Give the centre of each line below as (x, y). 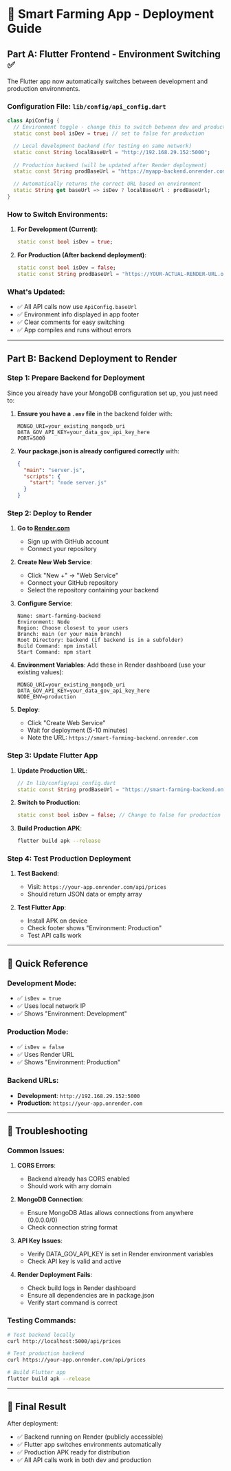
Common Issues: (36, 1150)
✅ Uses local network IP (51, 1006)
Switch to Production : (48, 803)
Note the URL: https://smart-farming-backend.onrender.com (113, 738)
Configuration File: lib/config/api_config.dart (87, 106)
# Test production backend (46, 1354)
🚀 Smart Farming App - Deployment (111, 14)
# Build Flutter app (37, 1373)
